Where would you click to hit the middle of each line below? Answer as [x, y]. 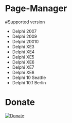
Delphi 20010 [25, 41]
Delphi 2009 [25, 36]
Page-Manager [36, 8]
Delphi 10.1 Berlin [29, 82]
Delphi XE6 [23, 62]
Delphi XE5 [23, 57]
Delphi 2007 [24, 31]
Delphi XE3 [23, 46]
